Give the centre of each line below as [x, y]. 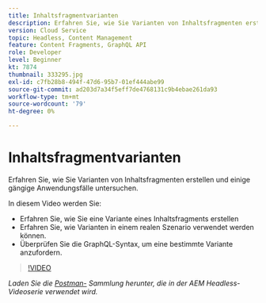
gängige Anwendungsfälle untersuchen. [73, 188]
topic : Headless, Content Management [70, 38]
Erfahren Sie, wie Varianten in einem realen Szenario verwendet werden [137, 227]
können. [33, 236]
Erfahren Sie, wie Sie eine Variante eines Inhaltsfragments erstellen [129, 218]
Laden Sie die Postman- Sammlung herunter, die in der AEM [106, 283]
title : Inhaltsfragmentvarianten [63, 15]
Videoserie [26, 291]
